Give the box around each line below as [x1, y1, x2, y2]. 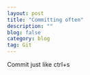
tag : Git [7, 42, 32, 48]
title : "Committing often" [7, 16, 84, 23]
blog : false [7, 29, 41, 36]
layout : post [7, 10, 44, 17]
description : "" [7, 22, 53, 29]
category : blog [7, 35, 50, 42]
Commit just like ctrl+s [7, 61, 70, 68]
